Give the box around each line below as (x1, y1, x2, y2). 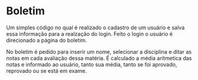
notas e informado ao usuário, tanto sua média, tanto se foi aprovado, (6, 61, 178, 68)
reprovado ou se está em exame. (6, 67, 87, 74)
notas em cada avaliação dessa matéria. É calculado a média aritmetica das (6, 54, 192, 61)
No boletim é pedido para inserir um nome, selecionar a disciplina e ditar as (6, 48, 192, 55)
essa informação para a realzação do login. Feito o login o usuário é (6, 30, 173, 37)
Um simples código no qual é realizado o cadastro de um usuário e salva (6, 24, 185, 31)
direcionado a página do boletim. (6, 36, 88, 44)
